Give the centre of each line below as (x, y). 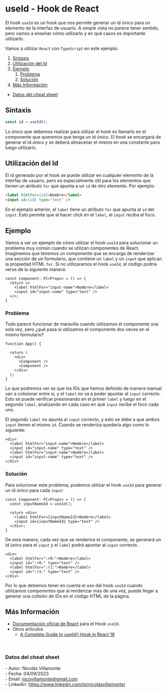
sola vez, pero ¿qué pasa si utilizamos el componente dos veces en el (77, 329)
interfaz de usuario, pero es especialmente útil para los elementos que (78, 181)
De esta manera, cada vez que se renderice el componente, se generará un (83, 539)
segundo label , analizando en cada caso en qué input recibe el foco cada (82, 404)
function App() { (23, 344)
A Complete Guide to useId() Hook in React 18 (67, 635)
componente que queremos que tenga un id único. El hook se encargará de (83, 137)
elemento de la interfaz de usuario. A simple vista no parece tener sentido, (82, 28)
